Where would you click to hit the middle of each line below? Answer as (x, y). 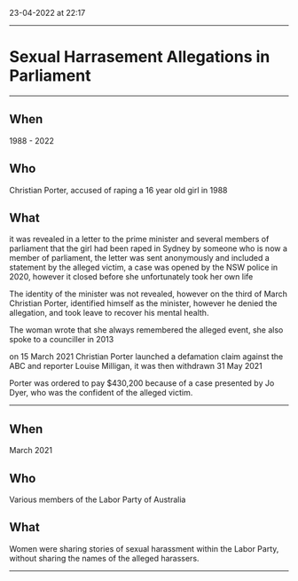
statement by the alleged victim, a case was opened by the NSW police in (144, 267)
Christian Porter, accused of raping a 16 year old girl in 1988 (118, 190)
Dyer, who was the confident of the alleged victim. (101, 393)
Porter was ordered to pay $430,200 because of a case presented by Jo (142, 383)
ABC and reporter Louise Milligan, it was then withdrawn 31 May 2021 (136, 366)
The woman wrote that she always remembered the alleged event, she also (146, 330)
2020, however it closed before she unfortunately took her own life (131, 277)
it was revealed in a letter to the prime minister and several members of (139, 239)
